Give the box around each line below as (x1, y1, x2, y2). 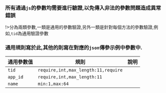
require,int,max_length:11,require (38, 67, 123, 73)
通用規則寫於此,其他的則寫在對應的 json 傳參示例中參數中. (5, 44, 143, 51)
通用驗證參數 (22, 30, 49, 36)
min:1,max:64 (38, 81, 69, 86)
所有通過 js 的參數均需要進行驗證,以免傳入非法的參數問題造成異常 (5, 4, 161, 11)
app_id (8, 74, 24, 79)
